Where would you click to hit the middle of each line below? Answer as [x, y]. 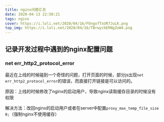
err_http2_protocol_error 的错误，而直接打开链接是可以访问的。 [70, 81]
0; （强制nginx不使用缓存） [32, 114]
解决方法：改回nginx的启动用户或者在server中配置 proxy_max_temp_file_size [82, 108]
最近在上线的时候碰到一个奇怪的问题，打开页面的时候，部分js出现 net [74, 75]
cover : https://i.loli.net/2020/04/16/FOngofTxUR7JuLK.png [67, 23]
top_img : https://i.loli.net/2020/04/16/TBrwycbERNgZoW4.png [69, 28]
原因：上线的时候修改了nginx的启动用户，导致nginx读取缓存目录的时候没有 [81, 91]
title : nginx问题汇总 [26, 10]
